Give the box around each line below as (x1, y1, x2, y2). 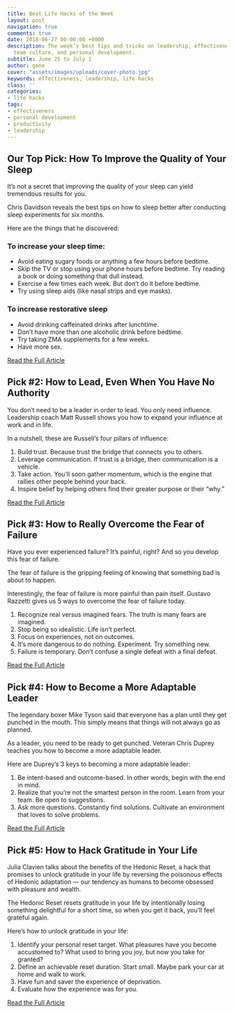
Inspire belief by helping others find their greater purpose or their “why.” (17, 484, 225, 493)
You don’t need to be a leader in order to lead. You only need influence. (7, 405, 212, 414)
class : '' (7, 82, 36, 89)
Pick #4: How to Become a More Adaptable (7, 681, 196, 693)
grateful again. (7, 913, 49, 922)
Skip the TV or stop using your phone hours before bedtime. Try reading (17, 264, 225, 273)
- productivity (7, 120, 52, 128)
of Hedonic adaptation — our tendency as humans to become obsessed (7, 878, 214, 886)
